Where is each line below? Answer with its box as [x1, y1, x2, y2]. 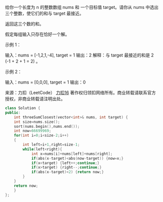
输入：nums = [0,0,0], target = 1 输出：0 [5, 79, 86, 85]
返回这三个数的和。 [5, 21, 44, 27]
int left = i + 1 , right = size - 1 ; [23, 142, 80, 147]
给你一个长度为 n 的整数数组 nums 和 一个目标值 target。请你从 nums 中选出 [5, 4, 159, 10]
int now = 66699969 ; [14, 128, 51, 134]
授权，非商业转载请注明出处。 [5, 96, 65, 102]
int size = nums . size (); [14, 119, 60, 124]
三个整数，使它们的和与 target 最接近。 [5, 10, 84, 16]
